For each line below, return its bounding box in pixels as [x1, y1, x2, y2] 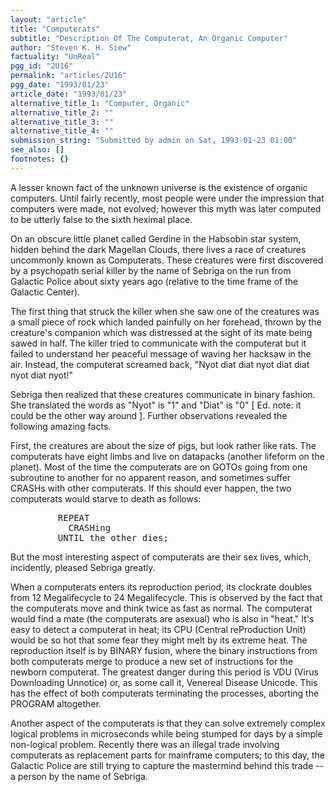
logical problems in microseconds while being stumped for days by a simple [10, 727, 323, 740]
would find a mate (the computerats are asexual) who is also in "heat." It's [10, 612, 315, 625]
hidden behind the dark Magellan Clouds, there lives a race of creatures [10, 243, 307, 255]
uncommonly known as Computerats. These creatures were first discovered [10, 254, 324, 266]
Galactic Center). [10, 286, 81, 298]
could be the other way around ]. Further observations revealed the [10, 409, 288, 421]
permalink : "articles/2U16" [10, 71, 128, 81]
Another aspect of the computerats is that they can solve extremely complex [10, 717, 326, 729]
